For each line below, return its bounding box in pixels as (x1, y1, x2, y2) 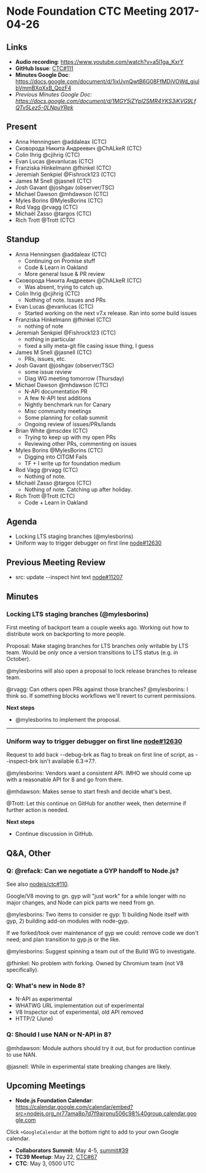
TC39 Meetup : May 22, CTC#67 (15, 1153, 97, 1161)
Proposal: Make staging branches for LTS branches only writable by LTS (6, 642, 189, 649)
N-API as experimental (15, 995, 72, 1003)
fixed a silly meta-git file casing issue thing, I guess (24, 342, 154, 349)
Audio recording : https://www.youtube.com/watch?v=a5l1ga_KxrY (15, 58, 184, 65)
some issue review (24, 368, 72, 376)
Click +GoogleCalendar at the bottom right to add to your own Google (6, 1128, 179, 1135)
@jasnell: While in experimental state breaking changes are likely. (6, 1062, 172, 1070)
